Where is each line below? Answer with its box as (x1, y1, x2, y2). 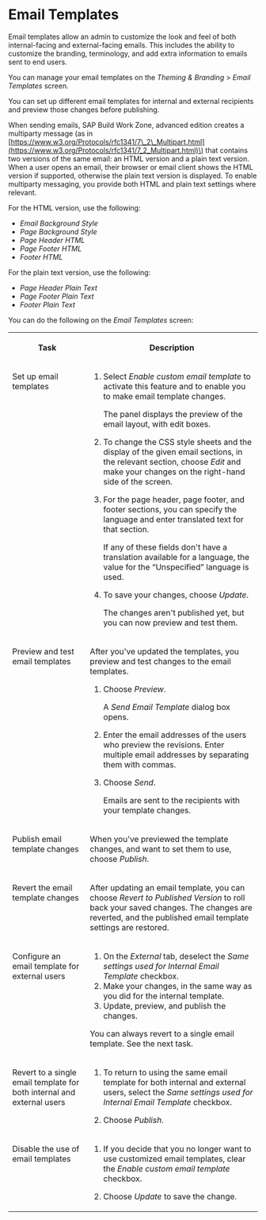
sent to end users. (8, 57, 67, 67)
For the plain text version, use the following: (8, 268, 151, 277)
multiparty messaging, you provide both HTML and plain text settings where (8, 179, 256, 188)
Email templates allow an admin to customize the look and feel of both (8, 32, 237, 41)
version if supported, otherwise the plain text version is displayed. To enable (8, 171, 257, 180)
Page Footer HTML (19, 244, 82, 253)
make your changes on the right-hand (103, 466, 245, 477)
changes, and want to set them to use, (89, 844, 232, 855)
